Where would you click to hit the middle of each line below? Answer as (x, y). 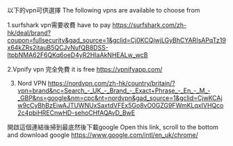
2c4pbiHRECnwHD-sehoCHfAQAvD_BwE (76, 113)
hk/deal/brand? (29, 33)
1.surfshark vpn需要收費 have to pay (59, 25)
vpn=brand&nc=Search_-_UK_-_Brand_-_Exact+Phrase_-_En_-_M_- (114, 90)
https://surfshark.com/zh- (150, 25)
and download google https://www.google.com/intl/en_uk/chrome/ (103, 135)
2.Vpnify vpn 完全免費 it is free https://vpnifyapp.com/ (85, 69)
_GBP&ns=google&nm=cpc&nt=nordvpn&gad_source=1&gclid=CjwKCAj (120, 98)
